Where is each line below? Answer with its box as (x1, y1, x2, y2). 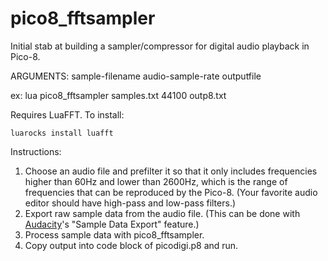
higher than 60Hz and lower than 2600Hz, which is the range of (24, 175, 288, 187)
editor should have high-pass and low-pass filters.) (24, 197, 237, 209)
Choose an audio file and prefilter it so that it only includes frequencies (24, 165, 318, 177)
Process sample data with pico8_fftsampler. (24, 228, 205, 241)
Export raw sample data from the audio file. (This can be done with (24, 207, 301, 219)
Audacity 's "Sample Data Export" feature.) (24, 218, 200, 230)
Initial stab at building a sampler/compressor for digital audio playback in (10, 40, 310, 52)
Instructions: (10, 145, 62, 157)
